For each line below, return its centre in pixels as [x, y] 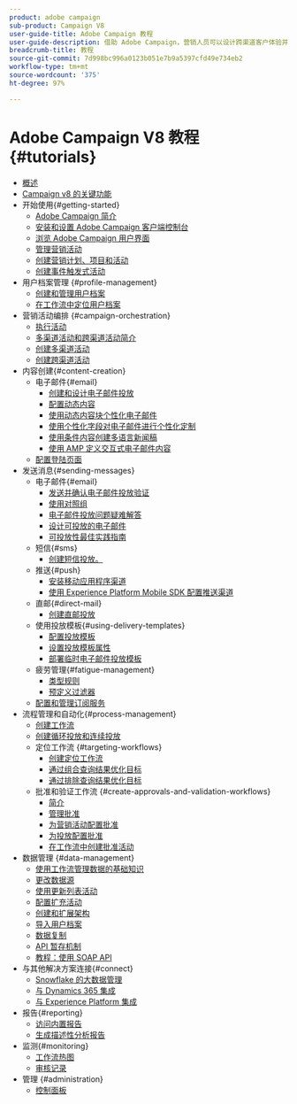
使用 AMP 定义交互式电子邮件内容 [110, 448]
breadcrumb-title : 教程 [52, 50]
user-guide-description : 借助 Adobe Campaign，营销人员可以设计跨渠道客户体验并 [149, 42]
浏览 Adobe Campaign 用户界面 [92, 238]
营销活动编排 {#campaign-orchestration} [96, 315]
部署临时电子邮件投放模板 [95, 658]
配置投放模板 [72, 636]
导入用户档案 [58, 924]
